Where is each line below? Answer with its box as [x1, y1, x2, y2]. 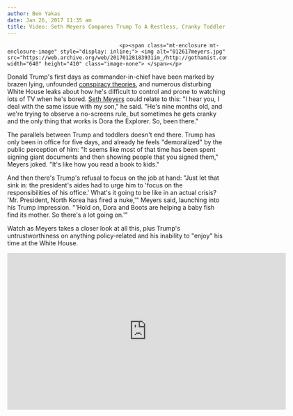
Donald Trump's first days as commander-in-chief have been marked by [7, 72, 214, 81]
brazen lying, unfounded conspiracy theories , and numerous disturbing [7, 80, 212, 88]
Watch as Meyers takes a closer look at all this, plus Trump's [7, 224, 181, 233]
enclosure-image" [7, 48, 58, 56]
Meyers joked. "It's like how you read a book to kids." [7, 160, 160, 169]
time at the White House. [7, 239, 79, 247]
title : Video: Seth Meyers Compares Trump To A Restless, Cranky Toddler [7, 23, 226, 30]
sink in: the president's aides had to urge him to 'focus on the [7, 181, 183, 190]
